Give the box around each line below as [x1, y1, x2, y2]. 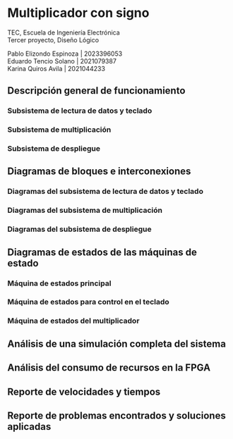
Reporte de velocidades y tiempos [7, 385, 161, 397]
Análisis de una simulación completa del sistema [7, 338, 226, 350]
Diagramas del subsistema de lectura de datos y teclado [7, 187, 203, 197]
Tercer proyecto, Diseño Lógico [7, 35, 100, 44]
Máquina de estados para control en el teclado [7, 297, 169, 307]
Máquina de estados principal [7, 278, 112, 288]
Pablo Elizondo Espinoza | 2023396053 [7, 49, 123, 58]
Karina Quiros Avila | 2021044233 [7, 64, 106, 73]
